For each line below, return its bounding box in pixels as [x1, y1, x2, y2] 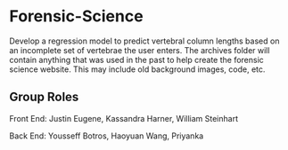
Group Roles [9, 90, 79, 105]
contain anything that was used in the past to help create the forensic [9, 54, 265, 65]
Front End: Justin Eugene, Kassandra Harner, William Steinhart [9, 113, 239, 123]
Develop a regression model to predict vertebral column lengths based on [9, 36, 280, 46]
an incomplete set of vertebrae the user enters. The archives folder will [9, 44, 270, 55]
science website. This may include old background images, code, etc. [9, 64, 266, 75]
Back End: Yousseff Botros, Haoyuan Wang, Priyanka [9, 130, 204, 141]
